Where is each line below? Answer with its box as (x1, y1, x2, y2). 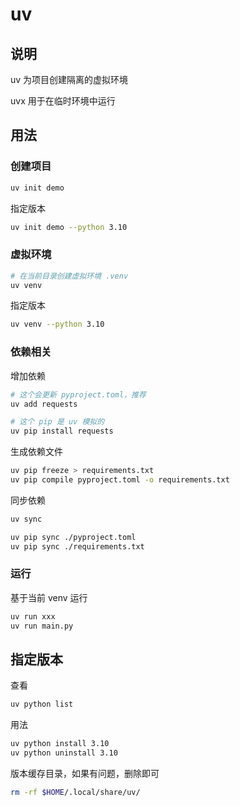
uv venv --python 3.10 (10, 319, 105, 330)
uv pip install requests (10, 426, 114, 437)
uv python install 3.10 (10, 739, 110, 749)
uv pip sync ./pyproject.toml (10, 532, 137, 542)
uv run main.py (10, 621, 74, 631)
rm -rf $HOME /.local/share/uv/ (10, 788, 141, 798)
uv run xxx (10, 611, 56, 622)
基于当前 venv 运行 (10, 591, 88, 603)
